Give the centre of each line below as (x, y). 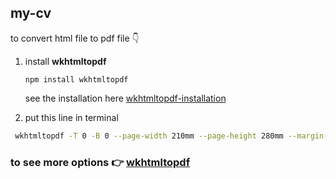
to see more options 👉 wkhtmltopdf (100, 162)
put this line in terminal (71, 117)
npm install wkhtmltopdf (76, 79)
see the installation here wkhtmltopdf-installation (125, 98)
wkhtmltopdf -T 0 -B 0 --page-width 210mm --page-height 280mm (149, 136)
